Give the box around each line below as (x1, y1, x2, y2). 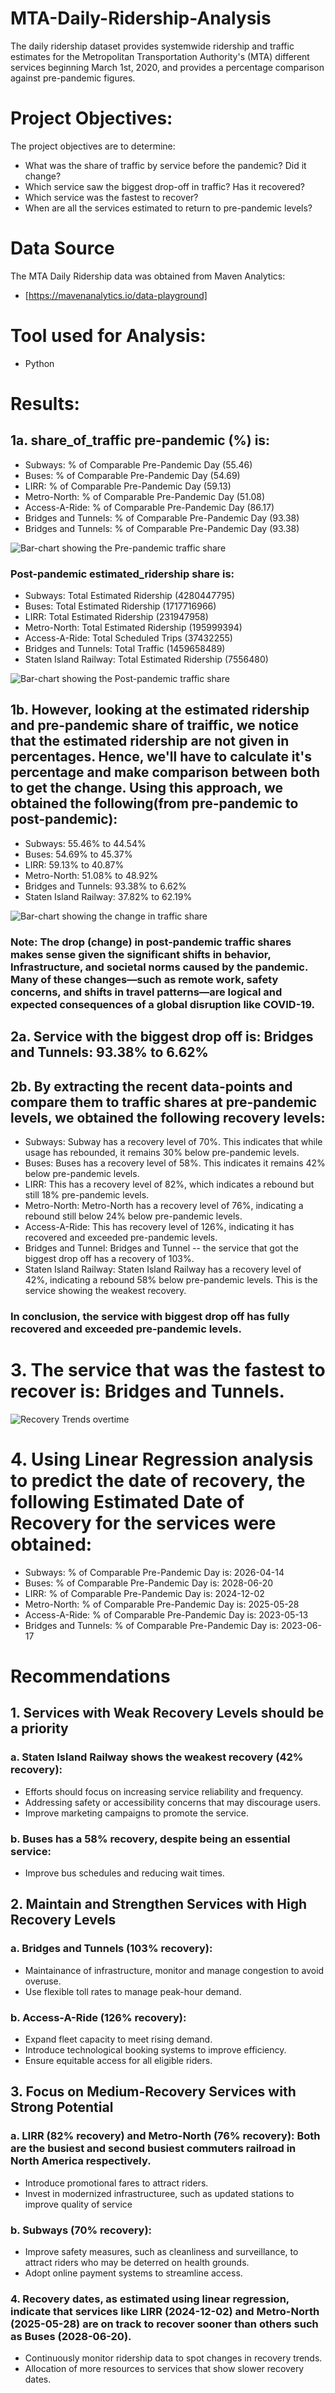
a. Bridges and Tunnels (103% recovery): (10, 1942, 213, 1956)
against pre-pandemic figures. (10, 72, 136, 84)
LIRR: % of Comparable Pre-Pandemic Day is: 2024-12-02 (24, 1587, 265, 1599)
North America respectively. (10, 2154, 152, 2168)
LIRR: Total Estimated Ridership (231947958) (24, 611, 209, 623)
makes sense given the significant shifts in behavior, (10, 947, 272, 961)
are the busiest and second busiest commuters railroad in (10, 2142, 297, 2156)
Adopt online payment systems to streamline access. (24, 2267, 243, 2279)
